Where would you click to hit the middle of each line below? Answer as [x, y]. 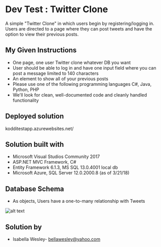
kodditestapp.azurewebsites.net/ [39, 129]
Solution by [24, 227]
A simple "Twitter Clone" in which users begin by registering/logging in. [80, 23]
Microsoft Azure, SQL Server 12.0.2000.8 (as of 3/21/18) [71, 173]
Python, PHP [26, 89]
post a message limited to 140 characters [55, 73]
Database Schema [35, 189]
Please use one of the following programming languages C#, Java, [82, 84]
